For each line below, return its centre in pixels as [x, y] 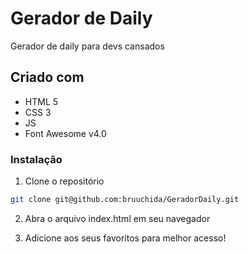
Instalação [36, 159]
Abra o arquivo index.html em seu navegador [117, 218]
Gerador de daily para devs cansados [87, 46]
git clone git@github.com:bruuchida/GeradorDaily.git [125, 200]
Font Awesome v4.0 [65, 133]
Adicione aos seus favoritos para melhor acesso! [125, 238]
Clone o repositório [64, 181]
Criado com [47, 77]
